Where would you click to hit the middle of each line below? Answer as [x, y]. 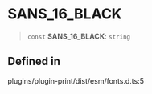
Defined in [34, 61]
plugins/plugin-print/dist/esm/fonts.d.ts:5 [76, 80]
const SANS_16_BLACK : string [78, 36]
